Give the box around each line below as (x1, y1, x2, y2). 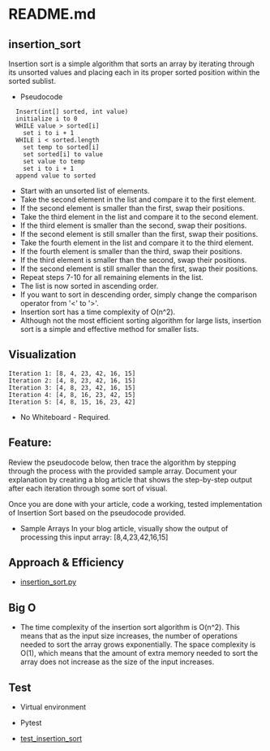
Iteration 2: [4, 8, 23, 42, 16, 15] (8, 376, 136, 385)
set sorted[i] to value (23, 151, 104, 159)
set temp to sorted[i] (23, 143, 100, 151)
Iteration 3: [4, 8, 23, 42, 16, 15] (8, 383, 136, 391)
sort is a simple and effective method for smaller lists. (19, 325, 199, 334)
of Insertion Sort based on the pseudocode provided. (8, 508, 186, 517)
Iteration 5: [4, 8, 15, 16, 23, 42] (8, 398, 136, 406)
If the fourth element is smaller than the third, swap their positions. (19, 247, 243, 256)
